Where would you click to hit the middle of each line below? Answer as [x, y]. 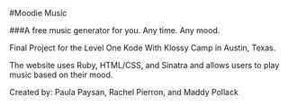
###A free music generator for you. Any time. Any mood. [115, 30]
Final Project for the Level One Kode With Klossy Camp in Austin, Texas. [143, 48]
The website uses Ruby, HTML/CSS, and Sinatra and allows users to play [144, 65]
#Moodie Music [38, 13]
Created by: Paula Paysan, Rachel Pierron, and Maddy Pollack [124, 92]
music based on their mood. [61, 75]
